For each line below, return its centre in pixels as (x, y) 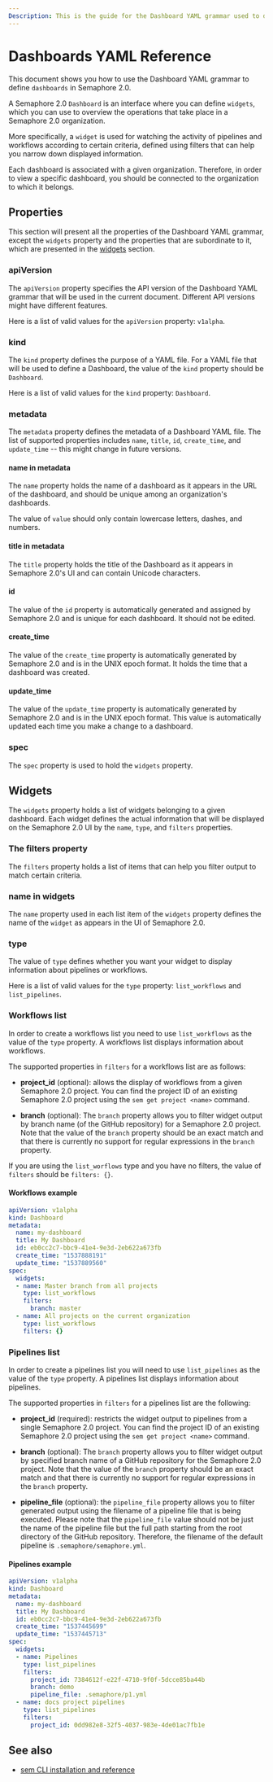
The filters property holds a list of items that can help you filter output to (132, 866)
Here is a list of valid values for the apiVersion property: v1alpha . (117, 321)
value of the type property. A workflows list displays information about (126, 1042)
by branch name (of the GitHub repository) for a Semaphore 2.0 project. (141, 1123)
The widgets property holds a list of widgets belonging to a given (117, 810)
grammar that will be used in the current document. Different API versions (132, 296)
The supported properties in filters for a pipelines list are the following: (130, 1403)
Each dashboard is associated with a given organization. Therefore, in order (135, 169)
